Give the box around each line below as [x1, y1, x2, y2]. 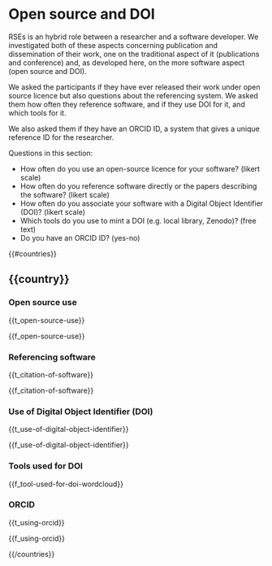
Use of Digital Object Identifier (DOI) [8, 406, 153, 417]
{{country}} [8, 272, 70, 286]
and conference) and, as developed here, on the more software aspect [8, 58, 245, 67]
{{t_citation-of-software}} [8, 369, 94, 379]
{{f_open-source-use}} [8, 331, 85, 341]
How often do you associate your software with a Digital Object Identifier [19, 198, 264, 208]
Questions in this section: [8, 148, 93, 158]
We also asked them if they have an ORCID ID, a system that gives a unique [8, 124, 260, 133]
